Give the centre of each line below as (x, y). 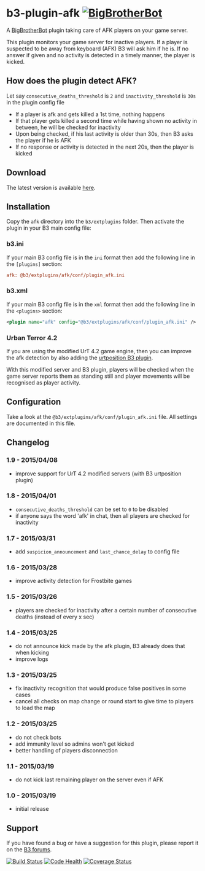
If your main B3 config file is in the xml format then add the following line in (101, 304)
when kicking (32, 652)
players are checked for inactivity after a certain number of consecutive (106, 610)
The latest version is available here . (51, 187)
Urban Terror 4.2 (32, 338)
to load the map (35, 708)
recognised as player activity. (44, 383)
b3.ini (15, 244)
